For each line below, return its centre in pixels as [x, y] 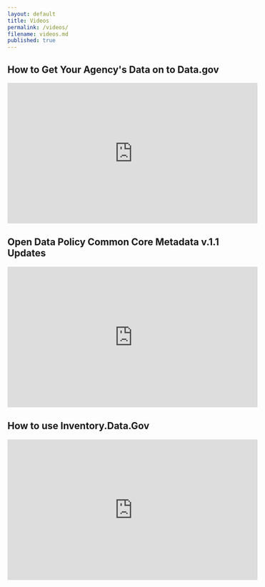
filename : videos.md [38, 34]
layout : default [31, 14]
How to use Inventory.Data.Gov [79, 426]
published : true [31, 41]
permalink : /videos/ [38, 27]
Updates [27, 253]
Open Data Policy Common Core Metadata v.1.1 [113, 242]
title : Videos [29, 21]
